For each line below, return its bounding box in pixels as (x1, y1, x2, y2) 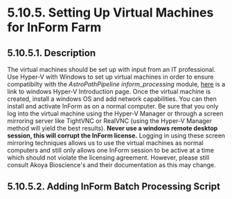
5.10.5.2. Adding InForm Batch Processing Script (7, 181, 220, 193)
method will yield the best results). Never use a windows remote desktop (7, 124, 218, 132)
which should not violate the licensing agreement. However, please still (7, 153, 210, 162)
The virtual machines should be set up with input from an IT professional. (7, 66, 216, 73)
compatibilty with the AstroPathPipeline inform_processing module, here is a (7, 80, 226, 88)
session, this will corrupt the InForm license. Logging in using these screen (7, 131, 226, 140)
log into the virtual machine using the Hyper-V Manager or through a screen (7, 109, 224, 117)
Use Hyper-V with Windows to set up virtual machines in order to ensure (7, 73, 214, 81)
